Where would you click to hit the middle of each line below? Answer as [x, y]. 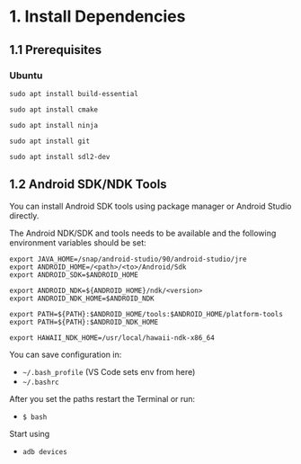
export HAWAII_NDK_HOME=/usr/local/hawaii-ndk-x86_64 [112, 338]
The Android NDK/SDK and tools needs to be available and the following [143, 233]
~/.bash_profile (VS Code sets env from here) [109, 371]
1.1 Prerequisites [56, 50]
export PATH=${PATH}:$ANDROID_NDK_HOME [84, 322]
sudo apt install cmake [54, 110]
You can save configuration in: [66, 354]
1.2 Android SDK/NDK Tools [89, 185]
